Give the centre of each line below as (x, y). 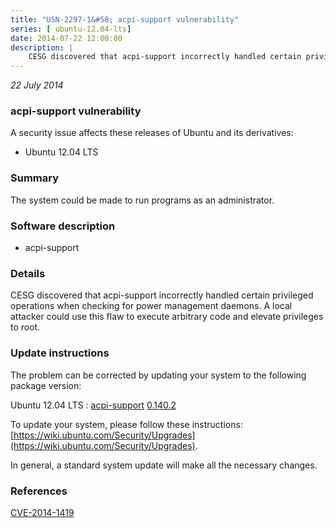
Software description (63, 226)
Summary (35, 178)
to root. (25, 327)
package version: (46, 385)
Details (28, 273)
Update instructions (60, 353)
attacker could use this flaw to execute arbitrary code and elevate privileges (167, 317)
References (39, 491)
